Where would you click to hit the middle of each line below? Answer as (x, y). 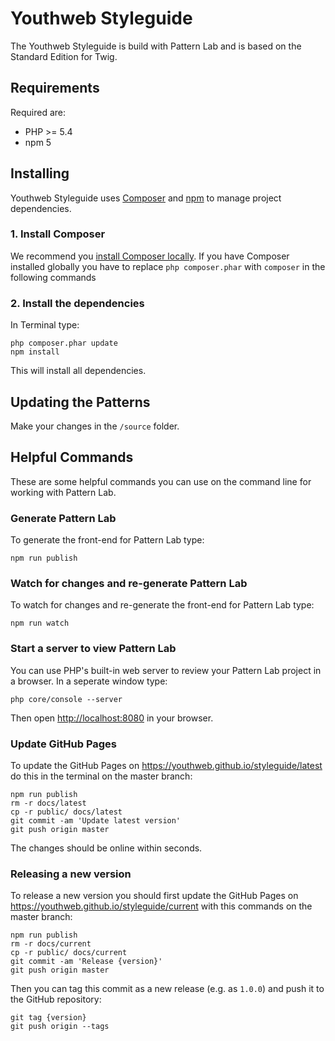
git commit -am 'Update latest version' (96, 820)
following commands (53, 277)
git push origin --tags (60, 1027)
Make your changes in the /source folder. (95, 426)
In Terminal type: (45, 325)
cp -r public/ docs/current (69, 953)
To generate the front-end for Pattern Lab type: (107, 540)
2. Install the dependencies (77, 303)
